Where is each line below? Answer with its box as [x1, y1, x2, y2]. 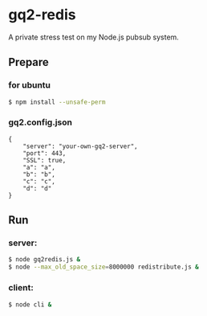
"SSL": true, [22, 156, 67, 164]
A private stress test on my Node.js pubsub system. [8, 32, 179, 42]
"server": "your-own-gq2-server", [22, 142, 138, 150]
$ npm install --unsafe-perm [8, 98, 106, 106]
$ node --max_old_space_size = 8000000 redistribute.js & [8, 263, 199, 271]
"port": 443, [22, 149, 67, 158]
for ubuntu [8, 80, 51, 91]
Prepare [8, 55, 50, 69]
